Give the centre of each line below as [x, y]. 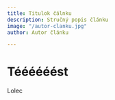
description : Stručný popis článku [58, 20]
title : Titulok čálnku [39, 13]
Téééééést [38, 72]
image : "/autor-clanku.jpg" [47, 26]
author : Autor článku [38, 32]
